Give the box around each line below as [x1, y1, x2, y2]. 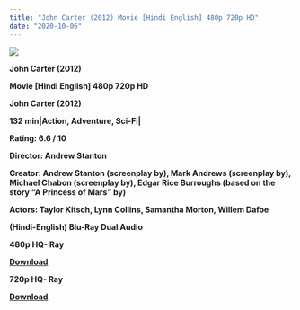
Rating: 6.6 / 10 [9, 132, 67, 144]
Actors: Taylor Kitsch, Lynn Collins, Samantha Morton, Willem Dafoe [9, 204, 269, 215]
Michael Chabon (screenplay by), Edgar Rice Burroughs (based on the [9, 177, 276, 188]
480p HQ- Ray [9, 239, 65, 250]
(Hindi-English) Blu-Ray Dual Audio [9, 221, 144, 232]
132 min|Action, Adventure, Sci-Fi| [9, 115, 142, 126]
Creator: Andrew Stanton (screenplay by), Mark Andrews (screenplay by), [9, 167, 292, 178]
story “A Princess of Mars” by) [9, 186, 127, 198]
